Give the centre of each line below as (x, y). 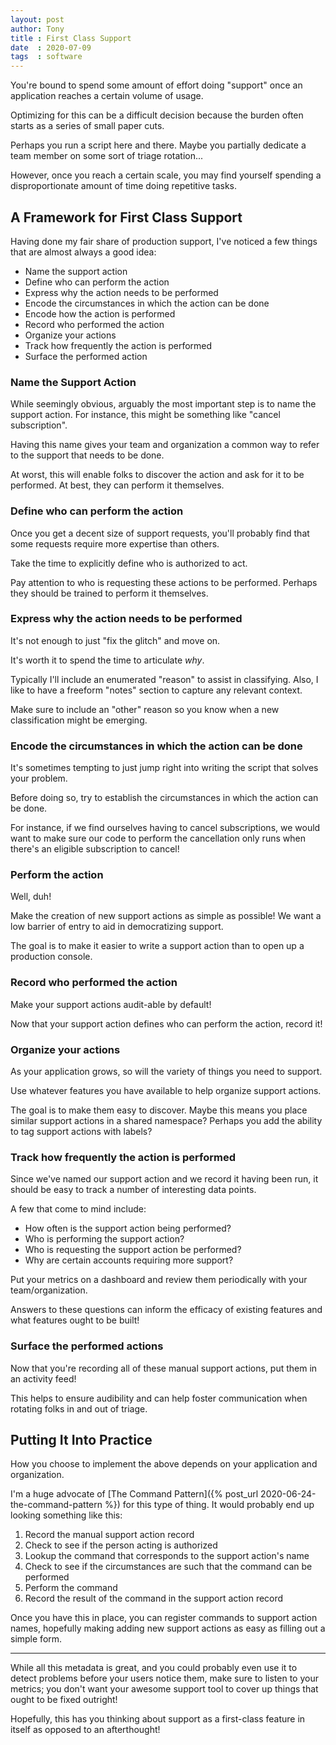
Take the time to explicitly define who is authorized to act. (129, 563)
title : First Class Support (71, 38)
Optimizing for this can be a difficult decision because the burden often (157, 115)
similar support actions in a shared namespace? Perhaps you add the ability (166, 1121)
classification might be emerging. (79, 720)
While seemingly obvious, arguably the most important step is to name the (163, 404)
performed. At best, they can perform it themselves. (117, 485)
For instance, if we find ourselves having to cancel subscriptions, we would (165, 828)
